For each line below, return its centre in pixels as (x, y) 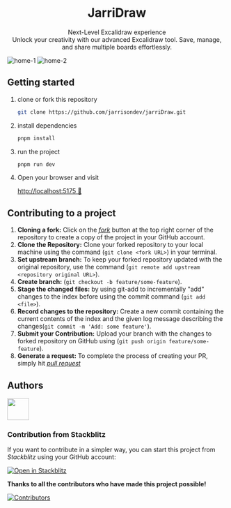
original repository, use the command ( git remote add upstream (109, 267)
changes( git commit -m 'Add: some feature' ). (84, 327)
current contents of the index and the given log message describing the (120, 319)
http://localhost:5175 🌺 (49, 191)
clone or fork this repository (57, 99)
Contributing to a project (62, 213)
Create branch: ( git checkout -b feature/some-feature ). (99, 282)
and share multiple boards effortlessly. (117, 47)
